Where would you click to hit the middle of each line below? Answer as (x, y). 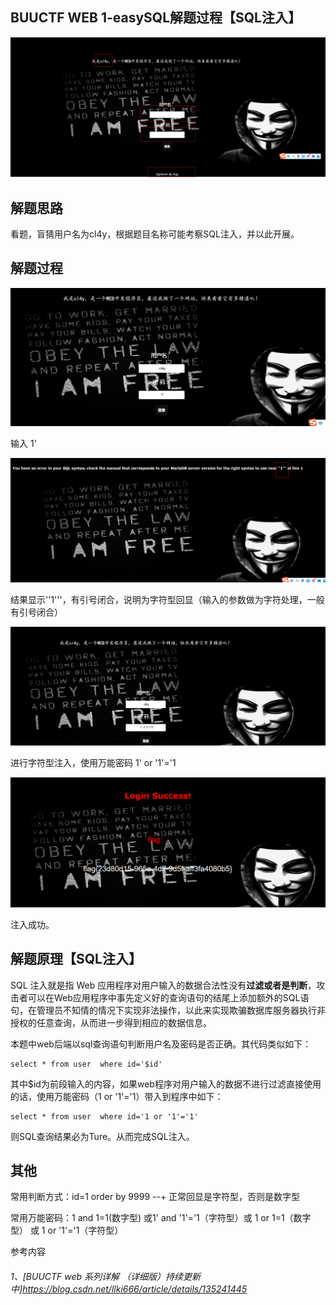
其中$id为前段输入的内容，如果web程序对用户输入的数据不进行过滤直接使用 (166, 1084)
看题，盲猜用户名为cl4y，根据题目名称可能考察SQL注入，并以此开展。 (155, 234)
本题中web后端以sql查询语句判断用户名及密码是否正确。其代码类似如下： (161, 1044)
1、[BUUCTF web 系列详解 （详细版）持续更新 (105, 1276)
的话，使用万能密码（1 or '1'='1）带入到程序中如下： (117, 1096)
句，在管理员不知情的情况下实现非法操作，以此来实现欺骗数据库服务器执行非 (168, 1010)
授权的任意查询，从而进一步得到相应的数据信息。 (111, 1022)
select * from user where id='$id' (86, 1064)
